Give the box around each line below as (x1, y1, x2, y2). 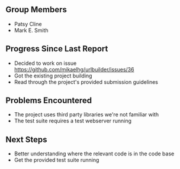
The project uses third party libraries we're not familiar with (14, 111, 159, 118)
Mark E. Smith (14, 27, 49, 34)
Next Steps (5, 134, 47, 144)
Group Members (5, 5, 67, 15)
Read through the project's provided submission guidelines (14, 78, 158, 85)
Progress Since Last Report (5, 44, 108, 54)
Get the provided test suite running (14, 157, 99, 164)
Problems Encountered (5, 96, 92, 106)
